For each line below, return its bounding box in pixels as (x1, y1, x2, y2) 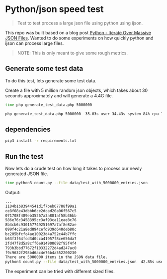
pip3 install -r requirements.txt (5, 138, 77, 143)
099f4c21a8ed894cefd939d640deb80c (5, 227, 77, 232)
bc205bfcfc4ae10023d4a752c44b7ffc (5, 232, 77, 237)
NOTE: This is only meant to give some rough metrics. (17, 50, 128, 56)
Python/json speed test (5, 3, 104, 15)
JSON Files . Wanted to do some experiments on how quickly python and (5, 35, 154, 41)
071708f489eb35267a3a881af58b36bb (5, 213, 77, 218)
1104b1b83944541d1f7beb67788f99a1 (5, 204, 77, 209)
